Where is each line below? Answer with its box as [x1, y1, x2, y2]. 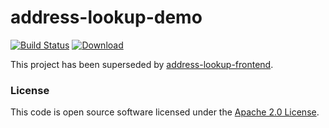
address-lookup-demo [10, 6, 203, 29]
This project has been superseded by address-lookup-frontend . [10, 58, 274, 70]
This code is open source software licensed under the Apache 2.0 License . [10, 106, 320, 118]
